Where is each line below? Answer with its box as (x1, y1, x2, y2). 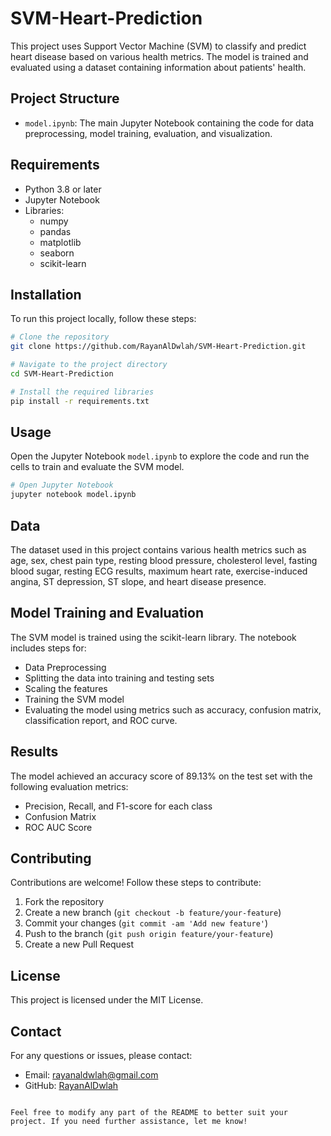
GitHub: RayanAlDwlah (24, 1080, 119, 1092)
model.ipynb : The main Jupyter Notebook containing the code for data (24, 117, 315, 129)
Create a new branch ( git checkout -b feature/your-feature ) (24, 907, 282, 919)
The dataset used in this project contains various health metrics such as (10, 544, 307, 556)
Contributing (10, 850, 92, 867)
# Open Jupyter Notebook (10, 480, 114, 491)
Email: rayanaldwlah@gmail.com (24, 1069, 159, 1081)
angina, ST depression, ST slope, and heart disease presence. (10, 576, 267, 587)
